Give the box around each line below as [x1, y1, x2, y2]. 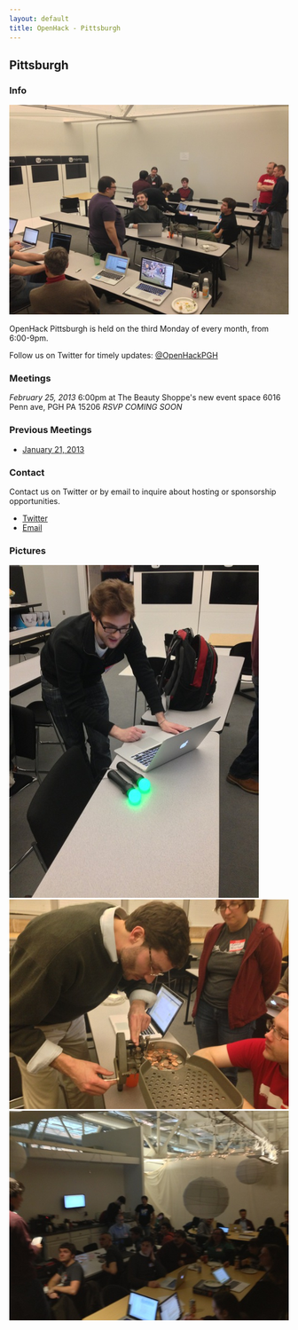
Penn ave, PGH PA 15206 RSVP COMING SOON [9, 402, 183, 413]
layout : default [9, 14, 69, 23]
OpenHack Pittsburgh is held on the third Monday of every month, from [9, 324, 269, 334]
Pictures [9, 545, 47, 556]
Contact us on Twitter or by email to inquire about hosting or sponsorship [9, 486, 277, 497]
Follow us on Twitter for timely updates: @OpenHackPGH [9, 350, 219, 361]
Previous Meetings [9, 424, 92, 437]
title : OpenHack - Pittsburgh [9, 23, 122, 33]
